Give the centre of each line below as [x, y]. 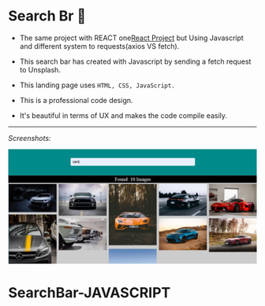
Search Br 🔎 [47, 16]
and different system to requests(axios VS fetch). [99, 46]
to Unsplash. [40, 69]
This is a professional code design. [76, 100]
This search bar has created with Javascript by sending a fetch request [135, 61]
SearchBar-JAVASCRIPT [90, 293]
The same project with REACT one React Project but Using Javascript [132, 38]
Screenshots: [30, 138]
